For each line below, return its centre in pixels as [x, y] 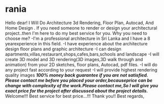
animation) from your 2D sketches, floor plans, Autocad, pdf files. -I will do [81, 65]
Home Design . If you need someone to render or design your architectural [81, 28]
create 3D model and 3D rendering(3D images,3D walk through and [74, 59]
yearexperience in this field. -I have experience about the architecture [76, 43]
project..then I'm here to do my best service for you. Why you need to [76, 33]
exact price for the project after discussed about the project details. [77, 91]
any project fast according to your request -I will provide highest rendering [81, 69]
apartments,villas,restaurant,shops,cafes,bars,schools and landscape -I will [82, 54]
